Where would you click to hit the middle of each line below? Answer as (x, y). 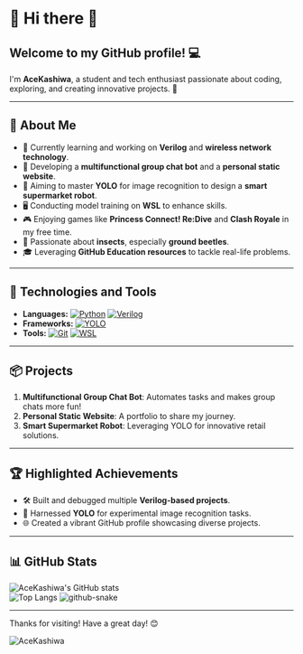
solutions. (41, 435)
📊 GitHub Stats (53, 561)
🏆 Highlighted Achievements (94, 473)
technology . (46, 156)
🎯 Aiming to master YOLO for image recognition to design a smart (145, 185)
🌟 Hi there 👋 (54, 19)
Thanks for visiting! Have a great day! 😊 (84, 623)
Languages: (45, 313)
